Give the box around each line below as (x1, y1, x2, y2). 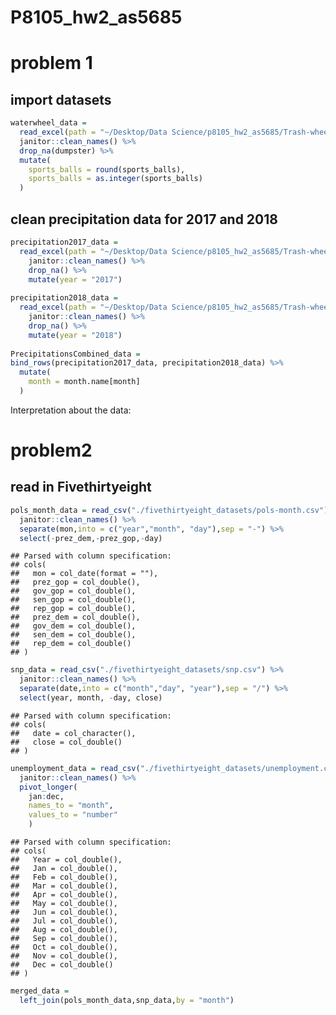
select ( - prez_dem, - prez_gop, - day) (19, 533, 163, 543)
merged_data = (10, 986, 70, 996)
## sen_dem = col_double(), (10, 630, 137, 640)
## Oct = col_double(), (10, 942, 118, 952)
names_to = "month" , (28, 801, 114, 811)
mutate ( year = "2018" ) (28, 330, 123, 340)
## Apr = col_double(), (10, 890, 118, 900)
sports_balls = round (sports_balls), (28, 164, 186, 175)
